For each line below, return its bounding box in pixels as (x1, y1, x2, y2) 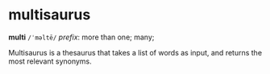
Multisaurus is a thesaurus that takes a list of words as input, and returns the (8, 47, 263, 57)
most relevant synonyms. (8, 56, 93, 66)
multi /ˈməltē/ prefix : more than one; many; (8, 32, 155, 42)
